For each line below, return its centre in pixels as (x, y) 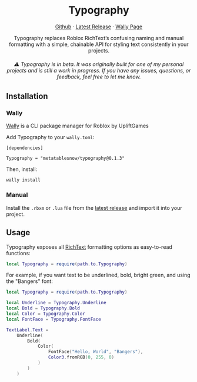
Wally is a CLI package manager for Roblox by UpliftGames (77, 126)
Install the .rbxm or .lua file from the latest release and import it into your (94, 208)
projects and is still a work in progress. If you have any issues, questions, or (99, 70)
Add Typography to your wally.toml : (50, 137)
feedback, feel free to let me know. (99, 77)
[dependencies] (25, 148)
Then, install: (22, 169)
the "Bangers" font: (29, 281)
